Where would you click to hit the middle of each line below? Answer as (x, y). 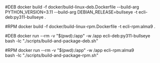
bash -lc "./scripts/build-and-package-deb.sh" (52, 41)
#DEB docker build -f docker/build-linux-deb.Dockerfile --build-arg (72, 7)
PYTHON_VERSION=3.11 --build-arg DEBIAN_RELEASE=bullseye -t (71, 12)
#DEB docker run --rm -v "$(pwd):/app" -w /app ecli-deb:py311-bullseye (78, 36)
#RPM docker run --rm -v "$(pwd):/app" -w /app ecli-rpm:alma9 (70, 50)
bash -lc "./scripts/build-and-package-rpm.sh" (52, 55)
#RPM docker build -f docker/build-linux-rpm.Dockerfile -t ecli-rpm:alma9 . (80, 26)
